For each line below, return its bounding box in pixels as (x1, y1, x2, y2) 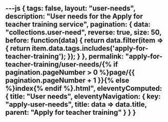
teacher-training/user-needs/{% (5, 60, 112, 69)
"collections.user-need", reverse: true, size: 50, (5, 28, 162, 37)
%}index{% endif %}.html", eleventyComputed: (5, 84, 162, 93)
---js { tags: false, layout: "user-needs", (5, 4, 136, 13)
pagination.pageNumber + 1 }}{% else (5, 76, 130, 85)
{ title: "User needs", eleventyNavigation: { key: (5, 92, 161, 101)
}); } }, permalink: (67, 52, 124, 61)
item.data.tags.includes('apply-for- (31, 44, 149, 53)
